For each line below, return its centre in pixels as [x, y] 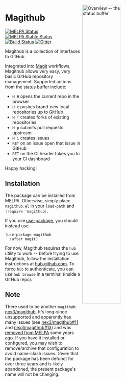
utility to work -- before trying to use [42, 253]
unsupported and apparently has [38, 317]
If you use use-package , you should [41, 220]
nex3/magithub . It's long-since [36, 311]
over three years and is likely [34, 364]
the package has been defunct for [39, 358]
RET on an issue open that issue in [46, 143]
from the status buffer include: [36, 87]
